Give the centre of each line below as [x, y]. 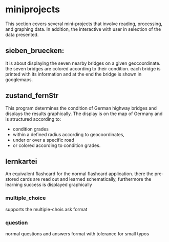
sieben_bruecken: [35, 51]
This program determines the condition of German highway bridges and [81, 108]
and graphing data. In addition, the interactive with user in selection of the [83, 29]
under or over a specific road [43, 140]
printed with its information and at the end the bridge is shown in [73, 74]
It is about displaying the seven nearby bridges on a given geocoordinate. [83, 63]
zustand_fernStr [32, 96]
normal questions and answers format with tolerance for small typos [77, 234]
